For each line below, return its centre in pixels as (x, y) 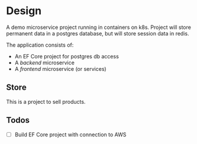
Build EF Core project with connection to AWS (70, 135)
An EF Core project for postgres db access (67, 56)
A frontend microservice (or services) (60, 68)
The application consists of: (40, 45)
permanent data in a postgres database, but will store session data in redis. (98, 33)
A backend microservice (45, 63)
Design (24, 11)
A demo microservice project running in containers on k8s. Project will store (98, 27)
